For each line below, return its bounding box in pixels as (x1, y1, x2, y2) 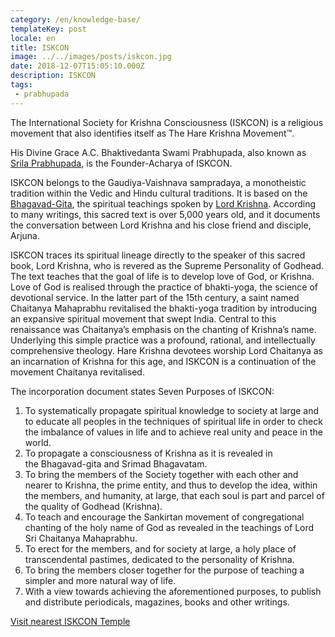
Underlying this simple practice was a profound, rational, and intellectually (10, 334, 316, 346)
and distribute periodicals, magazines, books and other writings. (24, 596, 290, 608)
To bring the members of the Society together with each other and (24, 468, 299, 480)
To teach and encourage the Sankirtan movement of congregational (24, 511, 305, 523)
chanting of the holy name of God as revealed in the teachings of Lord (24, 521, 315, 533)
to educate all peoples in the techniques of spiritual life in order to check (24, 415, 323, 427)
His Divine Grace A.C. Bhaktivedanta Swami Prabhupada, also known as (10, 146, 307, 158)
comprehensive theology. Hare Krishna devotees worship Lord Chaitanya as (10, 344, 323, 356)
